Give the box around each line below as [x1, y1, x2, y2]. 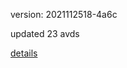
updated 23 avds [10, 28, 80, 39]
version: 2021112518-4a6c [10, 9, 118, 20]
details [10, 47, 38, 59]
